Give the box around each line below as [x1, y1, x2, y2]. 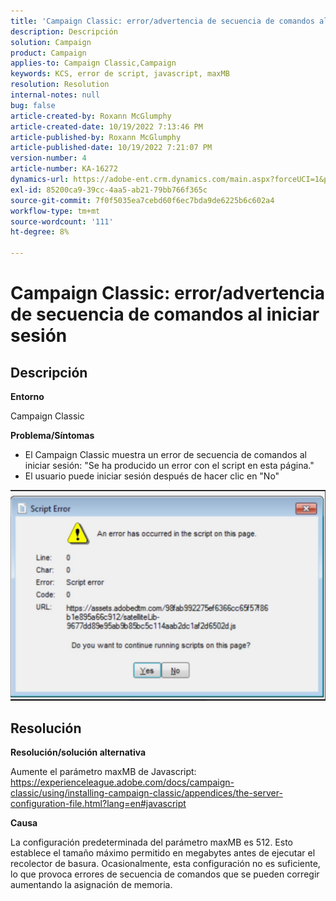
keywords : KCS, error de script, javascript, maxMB [10, 69, 230, 79]
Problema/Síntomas [10, 430, 95, 441]
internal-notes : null [10, 90, 101, 100]
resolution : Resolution [10, 80, 110, 90]
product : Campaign [10, 48, 87, 58]
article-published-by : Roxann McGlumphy [10, 132, 182, 142]
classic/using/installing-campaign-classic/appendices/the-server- [10, 787, 283, 799]
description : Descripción [10, 26, 118, 37]
